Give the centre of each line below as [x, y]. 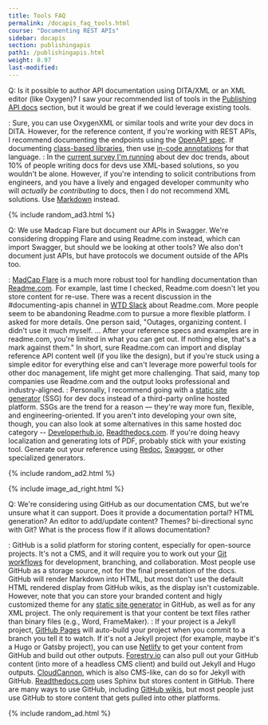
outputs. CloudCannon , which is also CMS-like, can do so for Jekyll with [127, 672]
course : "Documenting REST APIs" [64, 30]
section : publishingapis [49, 46]
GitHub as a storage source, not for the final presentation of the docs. [122, 570]
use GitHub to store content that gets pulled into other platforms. [114, 697]
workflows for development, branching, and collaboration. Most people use [132, 562]
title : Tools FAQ [37, 16]
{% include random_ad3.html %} [62, 214]
